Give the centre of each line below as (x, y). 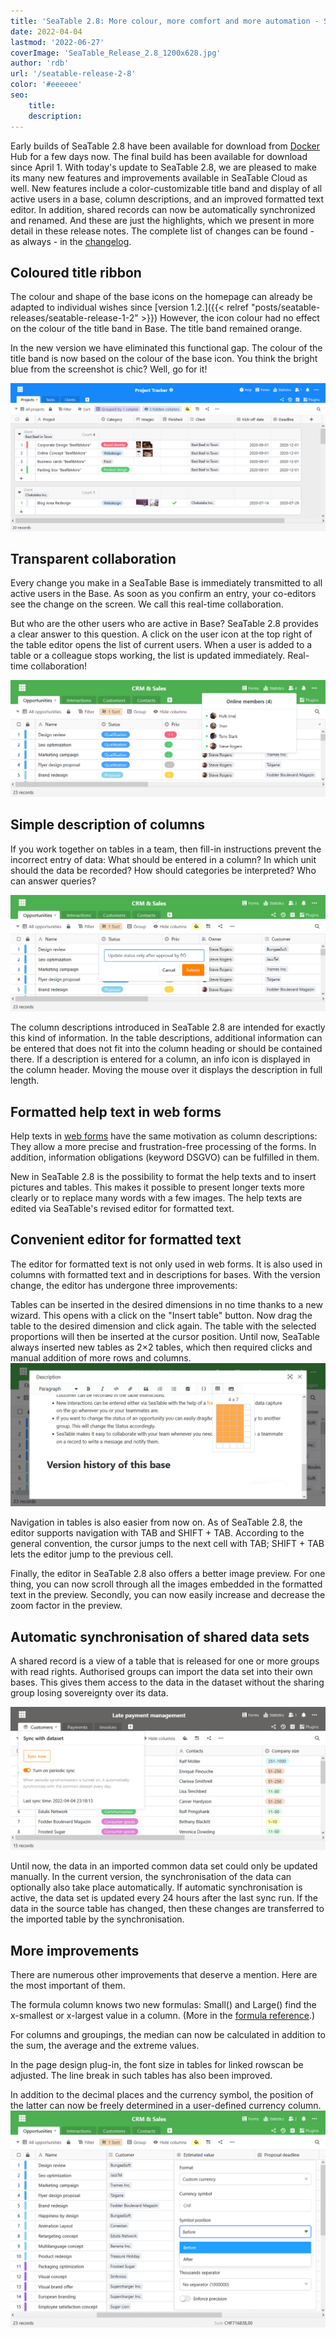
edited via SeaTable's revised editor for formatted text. (122, 1209)
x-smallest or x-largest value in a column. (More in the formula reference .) (162, 2016)
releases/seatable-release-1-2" (74, 318)
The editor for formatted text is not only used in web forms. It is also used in (166, 1264)
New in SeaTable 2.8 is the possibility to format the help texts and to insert (163, 1177)
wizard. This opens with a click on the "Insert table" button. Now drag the (161, 1315)
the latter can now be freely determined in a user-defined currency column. (166, 2106)
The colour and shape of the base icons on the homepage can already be (161, 297)
